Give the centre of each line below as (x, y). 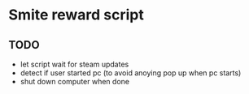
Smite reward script (76, 15)
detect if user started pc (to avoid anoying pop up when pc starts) (131, 73)
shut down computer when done (75, 81)
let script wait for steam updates (74, 64)
